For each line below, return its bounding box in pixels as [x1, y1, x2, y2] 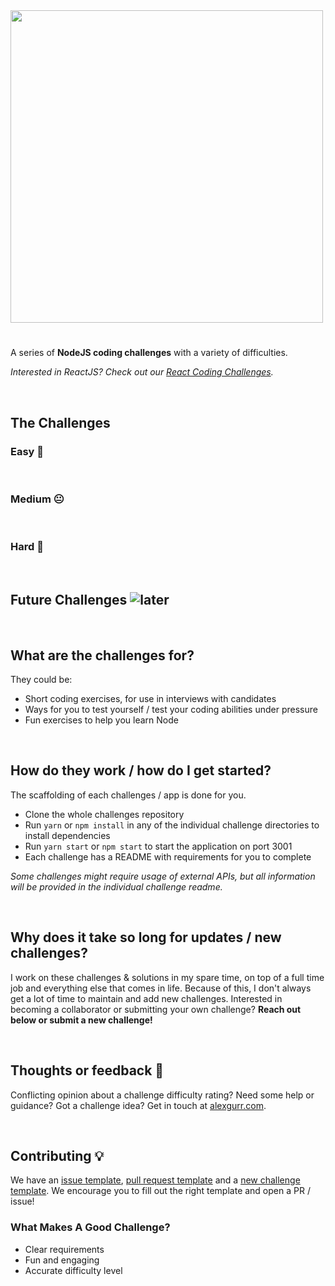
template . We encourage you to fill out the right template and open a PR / [10, 1185, 311, 1197]
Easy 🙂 [10, 444, 45, 458]
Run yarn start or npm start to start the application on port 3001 [24, 840, 293, 852]
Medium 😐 [10, 492, 65, 506]
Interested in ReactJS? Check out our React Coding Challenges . [10, 366, 274, 378]
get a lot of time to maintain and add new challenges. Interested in [10, 992, 283, 1004]
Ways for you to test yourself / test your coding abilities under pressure [24, 704, 318, 716]
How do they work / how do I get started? [10, 762, 272, 779]
